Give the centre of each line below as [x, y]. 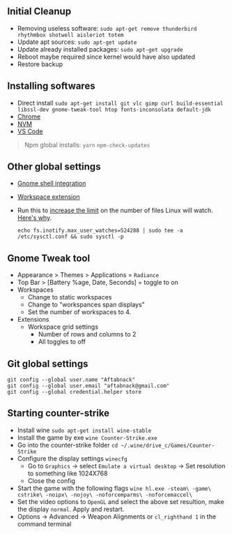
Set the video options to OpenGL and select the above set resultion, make [121, 501]
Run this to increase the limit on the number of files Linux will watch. [115, 210]
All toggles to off [62, 342]
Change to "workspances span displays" [86, 305]
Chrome [29, 116]
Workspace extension [48, 197]
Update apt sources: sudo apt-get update [77, 42]
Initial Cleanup [39, 12]
